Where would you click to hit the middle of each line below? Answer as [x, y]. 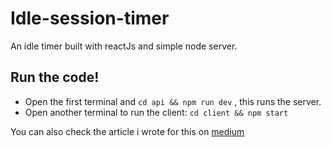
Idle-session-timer [90, 18]
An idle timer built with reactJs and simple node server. [124, 46]
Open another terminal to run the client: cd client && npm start [156, 112]
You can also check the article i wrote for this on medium [127, 131]
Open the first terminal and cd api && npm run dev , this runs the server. [173, 101]
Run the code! [55, 77]
